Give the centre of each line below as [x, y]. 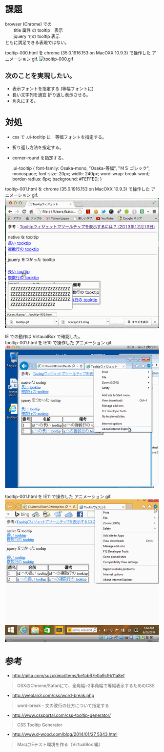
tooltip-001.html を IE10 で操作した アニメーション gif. [59, 342]
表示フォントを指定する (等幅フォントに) [53, 89]
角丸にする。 [25, 101]
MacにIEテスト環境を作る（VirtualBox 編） [60, 744]
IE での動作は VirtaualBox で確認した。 [44, 336]
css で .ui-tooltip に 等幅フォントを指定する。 [59, 137]
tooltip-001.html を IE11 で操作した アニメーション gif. [58, 496]
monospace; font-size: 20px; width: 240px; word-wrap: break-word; [81, 173]
